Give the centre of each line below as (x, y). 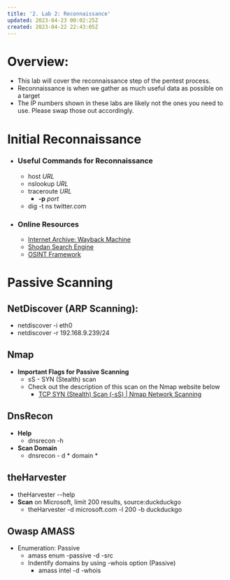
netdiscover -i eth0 (45, 325)
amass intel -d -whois (70, 571)
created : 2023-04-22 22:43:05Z (53, 27)
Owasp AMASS (41, 531)
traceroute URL (50, 191)
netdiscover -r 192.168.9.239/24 (63, 333)
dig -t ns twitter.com (57, 206)
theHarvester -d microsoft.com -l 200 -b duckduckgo (105, 509)
